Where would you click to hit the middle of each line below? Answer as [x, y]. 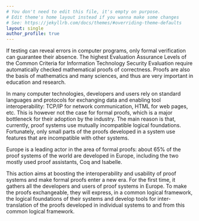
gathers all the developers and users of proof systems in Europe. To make [97, 186]
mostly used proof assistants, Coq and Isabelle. [64, 162]
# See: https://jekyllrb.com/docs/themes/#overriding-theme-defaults [94, 23]
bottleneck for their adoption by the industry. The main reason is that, [91, 119]
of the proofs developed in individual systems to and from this [109, 205]
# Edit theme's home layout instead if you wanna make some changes [93, 17]
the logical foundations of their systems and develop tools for [81, 199]
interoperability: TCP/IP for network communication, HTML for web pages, [97, 106]
